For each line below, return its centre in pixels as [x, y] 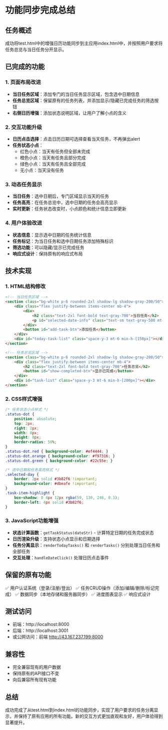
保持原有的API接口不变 [36, 673]
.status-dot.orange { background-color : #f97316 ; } [60, 456]
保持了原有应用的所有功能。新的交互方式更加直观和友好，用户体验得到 [90, 716]
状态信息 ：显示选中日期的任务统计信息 [52, 235]
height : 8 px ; [28, 438]
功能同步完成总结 [40, 10]
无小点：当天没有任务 [42, 170]
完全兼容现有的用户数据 [36, 667]
